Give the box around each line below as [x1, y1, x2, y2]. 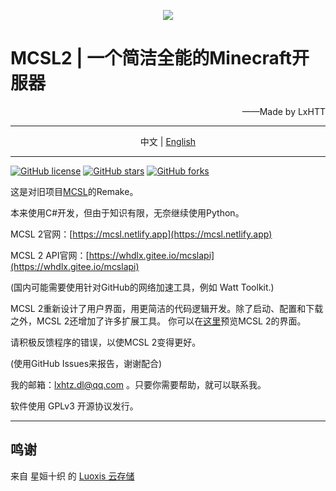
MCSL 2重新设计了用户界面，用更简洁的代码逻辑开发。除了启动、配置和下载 [10, 302, 324, 314]
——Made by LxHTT [241, 105, 326, 117]
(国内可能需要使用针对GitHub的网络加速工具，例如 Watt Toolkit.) [10, 281, 275, 293]
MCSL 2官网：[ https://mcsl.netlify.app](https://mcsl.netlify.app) [10, 228, 273, 240]
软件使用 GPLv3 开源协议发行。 [10, 400, 139, 412]
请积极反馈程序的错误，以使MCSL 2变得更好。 [10, 336, 202, 348]
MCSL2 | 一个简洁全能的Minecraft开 [10, 47, 310, 70]
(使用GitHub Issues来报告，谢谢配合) [10, 357, 163, 369]
